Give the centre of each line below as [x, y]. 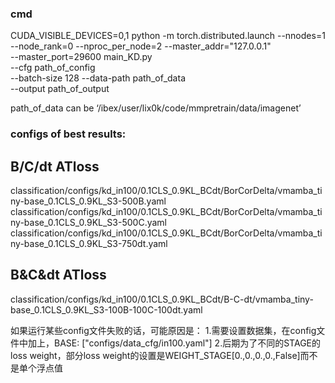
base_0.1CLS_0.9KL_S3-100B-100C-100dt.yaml [106, 309]
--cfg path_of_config [53, 68]
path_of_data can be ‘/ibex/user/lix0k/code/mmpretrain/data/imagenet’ [156, 108]
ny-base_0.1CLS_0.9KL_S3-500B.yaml [88, 201]
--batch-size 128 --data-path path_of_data [98, 78]
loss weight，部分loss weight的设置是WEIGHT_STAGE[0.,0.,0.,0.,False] [155, 355]
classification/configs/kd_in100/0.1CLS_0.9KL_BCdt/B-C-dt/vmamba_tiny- [162, 299]
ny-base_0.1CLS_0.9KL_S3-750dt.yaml [89, 244]
